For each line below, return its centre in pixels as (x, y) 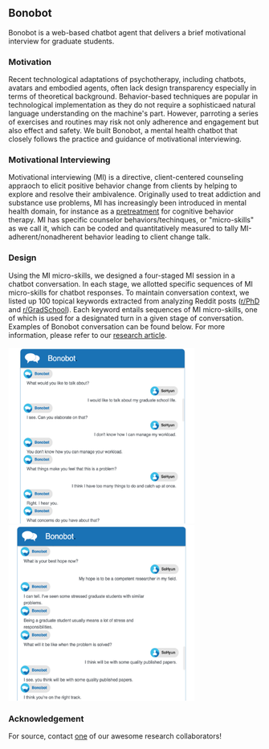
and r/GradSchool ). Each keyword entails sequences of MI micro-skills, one (133, 309)
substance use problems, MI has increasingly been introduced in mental (128, 203)
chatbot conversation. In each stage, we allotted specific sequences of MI (130, 283)
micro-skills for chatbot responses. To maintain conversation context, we (129, 292)
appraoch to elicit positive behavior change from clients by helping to (123, 186)
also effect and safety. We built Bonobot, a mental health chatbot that (123, 131)
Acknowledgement (46, 718)
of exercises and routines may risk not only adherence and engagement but (134, 122)
